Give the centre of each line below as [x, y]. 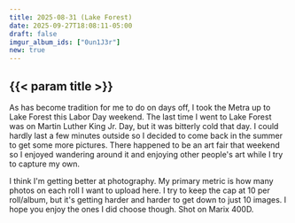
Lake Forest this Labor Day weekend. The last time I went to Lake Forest [140, 117]
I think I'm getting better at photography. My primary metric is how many [141, 181]
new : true [27, 50]
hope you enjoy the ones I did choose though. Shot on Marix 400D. [132, 209]
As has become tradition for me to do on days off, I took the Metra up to [140, 107]
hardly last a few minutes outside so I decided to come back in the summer [146, 135]
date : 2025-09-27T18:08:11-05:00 [71, 26]
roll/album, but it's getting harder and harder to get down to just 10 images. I [148, 199]
